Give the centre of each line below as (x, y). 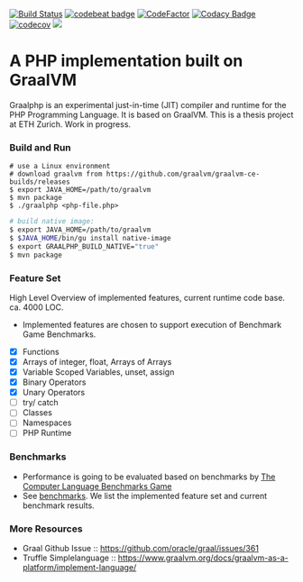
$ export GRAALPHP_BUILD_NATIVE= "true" (84, 246)
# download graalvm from (56, 174)
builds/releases (40, 182)
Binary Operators (54, 382)
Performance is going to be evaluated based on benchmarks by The (149, 477)
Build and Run (41, 147)
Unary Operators (54, 393)
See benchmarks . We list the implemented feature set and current (145, 496)
